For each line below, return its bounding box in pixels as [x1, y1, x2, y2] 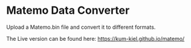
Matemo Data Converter [6, 4, 130, 17]
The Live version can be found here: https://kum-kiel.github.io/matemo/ [6, 35, 185, 42]
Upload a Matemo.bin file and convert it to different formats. [6, 23, 156, 31]
